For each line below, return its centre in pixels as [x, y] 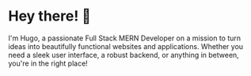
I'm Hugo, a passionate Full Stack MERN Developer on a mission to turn [125, 38]
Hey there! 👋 [49, 16]
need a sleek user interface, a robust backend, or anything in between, [124, 55]
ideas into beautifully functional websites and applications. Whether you [126, 46]
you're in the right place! [48, 63]
